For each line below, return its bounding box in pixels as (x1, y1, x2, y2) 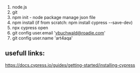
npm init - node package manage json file (12, 15, 96, 20)
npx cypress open (12, 25, 49, 31)
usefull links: (5, 49, 45, 57)
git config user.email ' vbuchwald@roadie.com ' (12, 30, 105, 36)
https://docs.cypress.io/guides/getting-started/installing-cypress (5, 62, 135, 68)
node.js (12, 4, 28, 10)
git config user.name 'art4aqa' (12, 35, 73, 41)
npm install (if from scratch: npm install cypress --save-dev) (12, 19, 133, 25)
